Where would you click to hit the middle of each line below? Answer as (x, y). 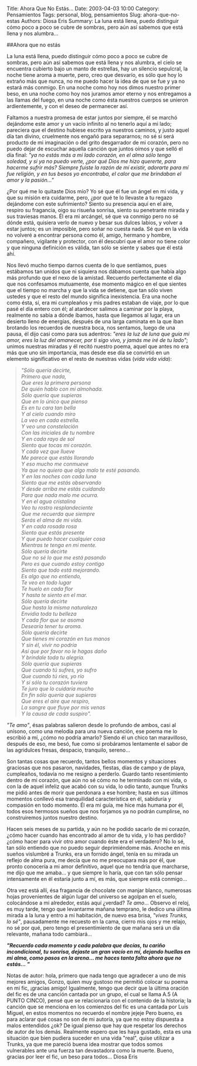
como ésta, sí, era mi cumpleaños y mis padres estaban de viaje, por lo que (98, 303)
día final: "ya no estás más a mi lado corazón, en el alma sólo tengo (89, 155)
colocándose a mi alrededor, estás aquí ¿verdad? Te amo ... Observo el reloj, (98, 903)
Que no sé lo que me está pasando (63, 557)
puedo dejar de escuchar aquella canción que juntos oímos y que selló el (95, 149)
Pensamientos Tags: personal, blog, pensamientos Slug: (74, 15)
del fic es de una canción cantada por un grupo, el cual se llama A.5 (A (92, 994)
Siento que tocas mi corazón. (57, 445)
